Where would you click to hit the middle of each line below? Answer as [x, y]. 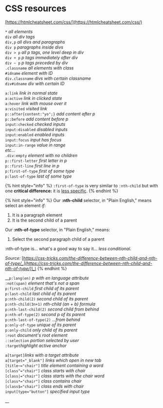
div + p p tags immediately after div [41, 57]
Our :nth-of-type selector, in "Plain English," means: [58, 229]
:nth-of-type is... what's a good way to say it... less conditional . [68, 249]
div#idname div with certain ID [35, 83]
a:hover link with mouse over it [36, 103]
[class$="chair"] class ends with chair [45, 386]
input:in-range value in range [35, 145]
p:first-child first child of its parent [42, 288]
